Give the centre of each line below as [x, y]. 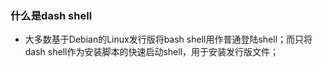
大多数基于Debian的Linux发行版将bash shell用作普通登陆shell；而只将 [168, 39]
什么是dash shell [51, 15]
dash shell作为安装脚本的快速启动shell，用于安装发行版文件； [152, 52]
